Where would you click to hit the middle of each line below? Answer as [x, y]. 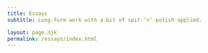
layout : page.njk [32, 32]
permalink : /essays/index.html [52, 39]
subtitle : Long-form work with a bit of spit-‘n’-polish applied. [105, 20]
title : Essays [28, 13]
